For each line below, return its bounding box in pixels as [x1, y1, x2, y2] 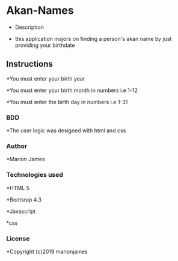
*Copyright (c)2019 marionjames [6, 248, 88, 255]
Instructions [6, 59, 53, 69]
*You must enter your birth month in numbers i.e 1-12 [6, 87, 138, 94]
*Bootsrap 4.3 [6, 196, 42, 203]
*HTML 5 [6, 184, 30, 191]
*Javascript [6, 207, 36, 215]
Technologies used [6, 171, 63, 179]
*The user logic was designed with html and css [6, 127, 126, 134]
